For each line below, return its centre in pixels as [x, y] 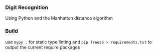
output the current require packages [43, 47]
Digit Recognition [27, 7]
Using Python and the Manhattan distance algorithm [59, 18]
